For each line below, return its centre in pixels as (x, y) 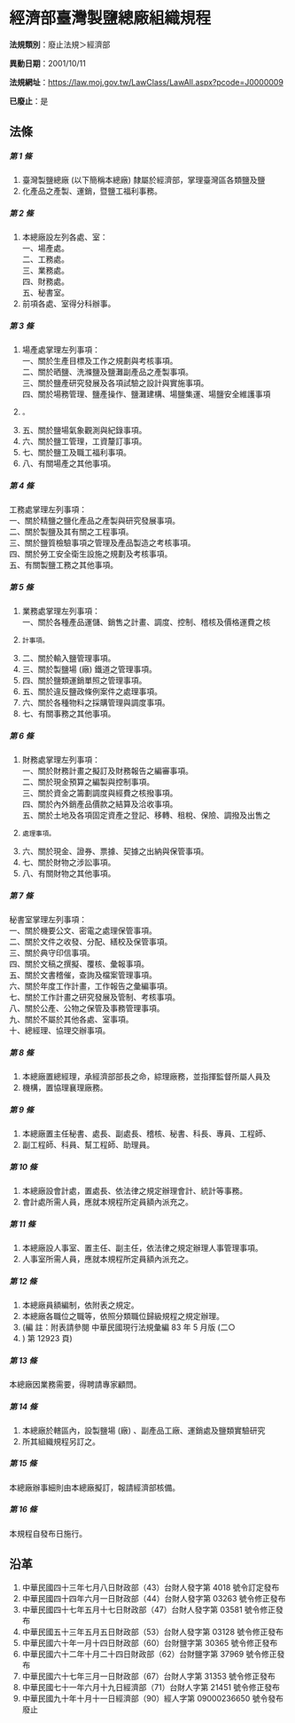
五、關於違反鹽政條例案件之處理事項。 (92, 692)
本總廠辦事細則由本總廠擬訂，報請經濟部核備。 (94, 1487)
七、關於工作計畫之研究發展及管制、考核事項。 (94, 997)
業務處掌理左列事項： (61, 611)
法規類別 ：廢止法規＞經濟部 (60, 44)
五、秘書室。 (45, 293)
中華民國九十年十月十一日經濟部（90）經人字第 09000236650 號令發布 (152, 1698)
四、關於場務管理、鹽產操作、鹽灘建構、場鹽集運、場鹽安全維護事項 (146, 394)
